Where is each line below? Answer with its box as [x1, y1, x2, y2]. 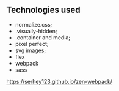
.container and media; [15, 33, 71, 41]
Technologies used [6, 5, 81, 15]
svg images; [15, 47, 46, 54]
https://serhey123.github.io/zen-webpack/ [6, 78, 113, 85]
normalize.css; [15, 21, 52, 28]
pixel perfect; [15, 40, 49, 47]
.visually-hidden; [15, 27, 57, 35]
